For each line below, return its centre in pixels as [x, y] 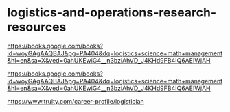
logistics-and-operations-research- [112, 13]
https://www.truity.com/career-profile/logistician [76, 101]
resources [37, 27]
